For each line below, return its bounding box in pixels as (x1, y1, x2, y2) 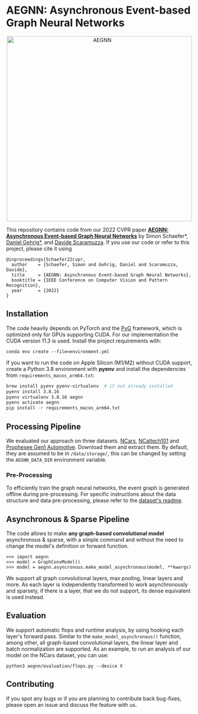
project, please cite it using (6, 245, 72, 252)
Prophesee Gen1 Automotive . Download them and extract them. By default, (6, 443, 189, 450)
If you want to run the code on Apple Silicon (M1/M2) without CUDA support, (6, 359, 193, 366)
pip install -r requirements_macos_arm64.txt (6, 405, 120, 411)
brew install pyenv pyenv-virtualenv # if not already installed (6, 383, 173, 389)
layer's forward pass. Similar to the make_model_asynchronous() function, (6, 632, 181, 640)
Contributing (6, 679, 54, 689)
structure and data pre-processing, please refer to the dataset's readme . (6, 497, 183, 504)
